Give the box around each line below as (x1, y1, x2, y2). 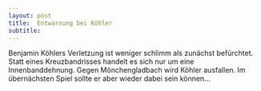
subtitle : (8, 26, 42, 34)
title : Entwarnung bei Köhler (8, 19, 113, 27)
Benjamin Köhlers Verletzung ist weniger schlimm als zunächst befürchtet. (8, 49, 254, 58)
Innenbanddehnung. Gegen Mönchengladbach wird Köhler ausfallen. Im (8, 65, 246, 75)
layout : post (8, 11, 52, 20)
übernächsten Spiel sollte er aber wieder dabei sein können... (8, 73, 211, 84)
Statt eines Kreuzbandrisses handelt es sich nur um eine (8, 57, 195, 66)
